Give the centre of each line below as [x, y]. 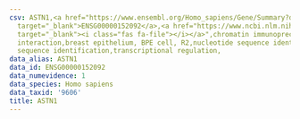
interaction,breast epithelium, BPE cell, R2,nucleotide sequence [143, 42]
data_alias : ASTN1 [43, 59]
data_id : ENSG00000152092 [57, 68]
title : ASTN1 [33, 101]
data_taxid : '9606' [46, 92]
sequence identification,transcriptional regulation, [119, 51]
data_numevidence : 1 [48, 76]
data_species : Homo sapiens [62, 84]
